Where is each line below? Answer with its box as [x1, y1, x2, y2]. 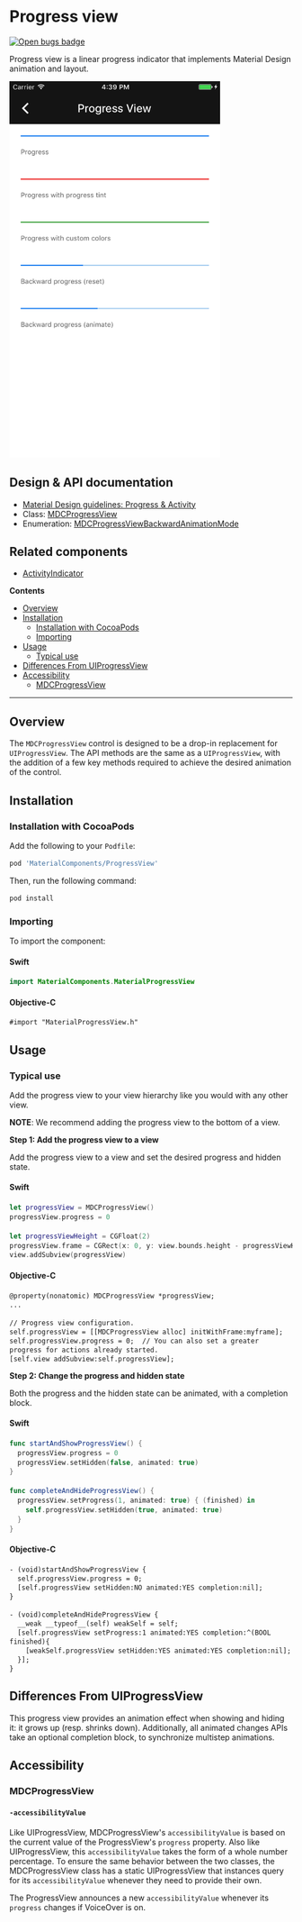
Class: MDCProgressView [22, 508, 118, 519]
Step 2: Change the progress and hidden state [9, 1370, 185, 1380]
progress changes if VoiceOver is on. [9, 1902, 147, 1913]
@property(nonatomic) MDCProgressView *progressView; [9, 1291, 216, 1300]
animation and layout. [9, 63, 89, 74]
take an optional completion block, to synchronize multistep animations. [9, 1732, 275, 1743]
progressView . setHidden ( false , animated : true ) [17, 1458, 200, 1467]
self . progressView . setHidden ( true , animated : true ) [25, 1505, 223, 1515]
